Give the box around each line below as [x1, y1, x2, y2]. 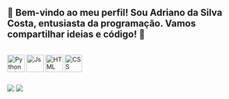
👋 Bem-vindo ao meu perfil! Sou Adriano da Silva [7, 7, 223, 19]
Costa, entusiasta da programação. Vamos [7, 18, 196, 30]
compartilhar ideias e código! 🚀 [7, 28, 145, 40]
